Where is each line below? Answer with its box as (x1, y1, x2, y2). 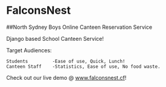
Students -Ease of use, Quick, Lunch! (6, 58, 126, 64)
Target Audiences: (6, 46, 53, 54)
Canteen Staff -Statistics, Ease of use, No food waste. (6, 64, 161, 70)
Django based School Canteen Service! (6, 35, 104, 42)
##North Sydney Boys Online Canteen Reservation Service (6, 23, 153, 31)
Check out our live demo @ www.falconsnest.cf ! (6, 74, 127, 81)
